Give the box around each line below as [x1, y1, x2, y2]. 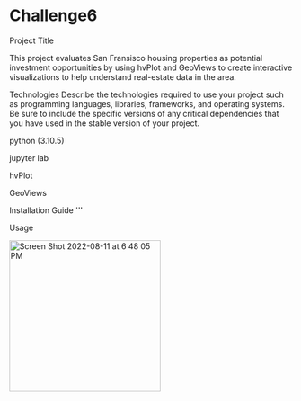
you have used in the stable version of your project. [9, 118, 200, 129]
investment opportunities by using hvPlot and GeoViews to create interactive [9, 62, 293, 73]
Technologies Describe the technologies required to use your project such [9, 89, 285, 100]
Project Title [9, 35, 55, 46]
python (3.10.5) [9, 135, 65, 146]
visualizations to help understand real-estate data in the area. [9, 71, 236, 82]
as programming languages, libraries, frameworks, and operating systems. [9, 98, 286, 109]
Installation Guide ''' [9, 204, 84, 216]
